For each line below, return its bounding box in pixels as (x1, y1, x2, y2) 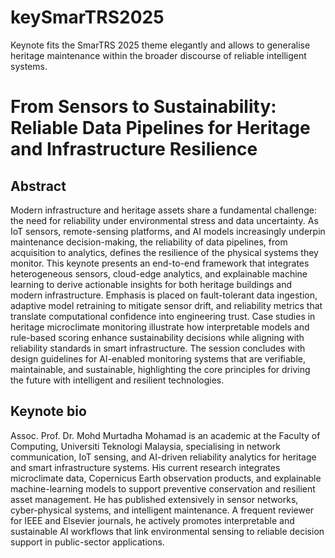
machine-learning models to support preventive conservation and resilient (10, 482, 316, 495)
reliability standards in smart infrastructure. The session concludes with (10, 342, 306, 354)
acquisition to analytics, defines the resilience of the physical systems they (10, 246, 319, 258)
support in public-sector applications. (10, 536, 165, 548)
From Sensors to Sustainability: (10, 96, 277, 118)
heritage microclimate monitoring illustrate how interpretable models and (10, 321, 310, 333)
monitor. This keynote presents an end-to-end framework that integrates (10, 257, 310, 269)
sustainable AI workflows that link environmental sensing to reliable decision (10, 525, 325, 537)
